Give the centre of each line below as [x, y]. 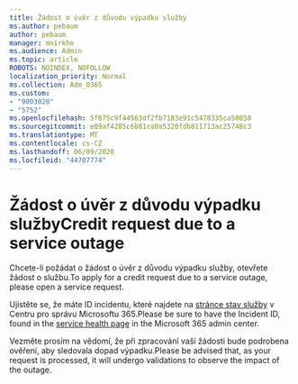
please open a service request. [67, 287]
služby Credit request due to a [122, 224]
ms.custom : [30, 93]
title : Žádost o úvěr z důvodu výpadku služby [98, 18]
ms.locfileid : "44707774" [58, 160]
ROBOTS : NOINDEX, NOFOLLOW [60, 69]
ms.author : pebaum [44, 26]
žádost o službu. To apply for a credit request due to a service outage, [139, 278]
